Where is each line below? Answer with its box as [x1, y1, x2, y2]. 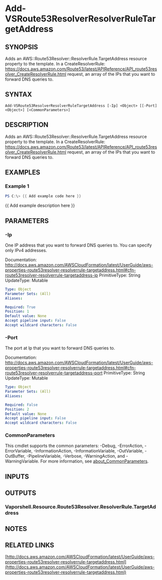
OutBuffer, [5, 453, 26, 459]
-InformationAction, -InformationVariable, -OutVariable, [33, 448, 144, 454]
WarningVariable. [5, 458, 40, 464]
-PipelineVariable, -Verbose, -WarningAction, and [26, 453, 125, 459]
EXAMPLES [5, 168, 40, 177]
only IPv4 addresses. [5, 247, 48, 253]
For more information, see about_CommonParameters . [40, 458, 149, 464]
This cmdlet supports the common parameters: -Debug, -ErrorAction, [5, 443, 144, 449]
